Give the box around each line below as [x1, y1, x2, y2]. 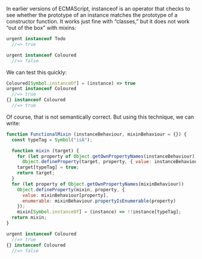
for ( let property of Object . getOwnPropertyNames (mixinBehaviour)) [11, 181, 185, 187]
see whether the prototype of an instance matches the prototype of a [6, 11, 178, 19]
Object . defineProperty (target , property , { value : [22, 159, 152, 165]
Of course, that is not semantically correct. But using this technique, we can [6, 113, 194, 121]
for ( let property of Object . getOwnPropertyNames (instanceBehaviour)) [17, 153, 198, 159]
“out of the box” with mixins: [6, 24, 76, 31]
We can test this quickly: [6, 68, 67, 76]
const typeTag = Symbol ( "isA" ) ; [11, 137, 93, 143]
